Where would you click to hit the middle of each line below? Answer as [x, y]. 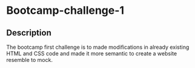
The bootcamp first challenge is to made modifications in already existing [98, 47]
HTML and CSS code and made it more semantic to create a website [92, 54]
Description [29, 33]
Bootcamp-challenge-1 [65, 11]
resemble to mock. [30, 60]
